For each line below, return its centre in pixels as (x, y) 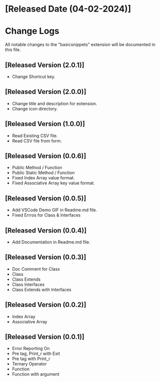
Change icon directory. (35, 109)
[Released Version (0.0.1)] (45, 337)
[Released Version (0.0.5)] (46, 198)
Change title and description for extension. (55, 103)
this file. (13, 50)
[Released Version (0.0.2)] (46, 305)
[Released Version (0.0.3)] (46, 257)
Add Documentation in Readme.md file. (51, 242)
